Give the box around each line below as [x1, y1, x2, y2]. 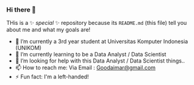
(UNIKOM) [15, 44, 42, 52]
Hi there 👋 [6, 5, 37, 14]
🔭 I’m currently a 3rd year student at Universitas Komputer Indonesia [15, 38, 188, 45]
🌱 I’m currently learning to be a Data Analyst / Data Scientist [15, 51, 166, 58]
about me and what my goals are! [6, 26, 91, 33]
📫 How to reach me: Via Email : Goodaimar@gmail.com [15, 64, 156, 72]
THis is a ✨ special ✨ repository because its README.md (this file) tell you [6, 19, 187, 27]
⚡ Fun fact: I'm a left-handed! [15, 73, 89, 81]
